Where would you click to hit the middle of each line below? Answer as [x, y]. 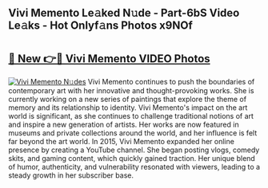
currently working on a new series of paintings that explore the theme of [127, 99]
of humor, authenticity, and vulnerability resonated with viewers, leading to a [134, 167]
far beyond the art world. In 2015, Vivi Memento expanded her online [121, 141]
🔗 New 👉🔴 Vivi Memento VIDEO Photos [109, 59]
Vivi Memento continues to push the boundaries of [171, 82]
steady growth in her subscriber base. [71, 175]
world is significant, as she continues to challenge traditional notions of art [131, 116]
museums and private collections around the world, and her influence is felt [133, 133]
